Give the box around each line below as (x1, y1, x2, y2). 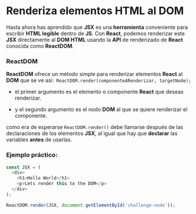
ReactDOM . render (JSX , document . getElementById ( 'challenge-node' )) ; (6, 202, 176, 208)
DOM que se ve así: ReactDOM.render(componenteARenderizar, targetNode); (6, 77, 191, 84)
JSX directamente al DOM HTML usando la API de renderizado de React (6, 36, 183, 43)
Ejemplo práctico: (6, 151, 58, 159)
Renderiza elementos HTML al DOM (6, 4, 184, 18)
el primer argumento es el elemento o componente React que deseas (14, 88, 184, 96)
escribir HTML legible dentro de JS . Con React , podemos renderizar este (6, 29, 185, 37)
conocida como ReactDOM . (6, 42, 74, 50)
